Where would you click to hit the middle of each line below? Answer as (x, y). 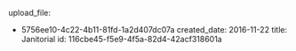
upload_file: (29, 13)
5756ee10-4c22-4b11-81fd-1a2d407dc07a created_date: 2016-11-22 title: (154, 29)
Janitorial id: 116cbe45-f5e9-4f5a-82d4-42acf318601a (122, 39)
